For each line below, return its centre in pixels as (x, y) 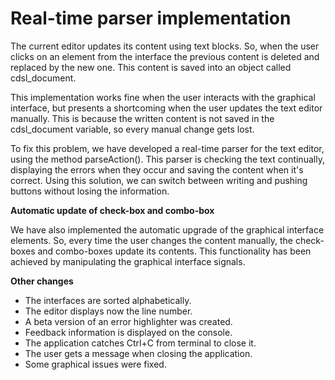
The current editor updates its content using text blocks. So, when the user (165, 46)
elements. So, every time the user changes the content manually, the (151, 240)
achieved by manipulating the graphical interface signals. (128, 261)
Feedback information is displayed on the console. (128, 332)
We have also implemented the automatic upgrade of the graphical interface (167, 229)
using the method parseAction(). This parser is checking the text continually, (167, 159)
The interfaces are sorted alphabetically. (108, 300)
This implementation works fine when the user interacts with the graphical (163, 97)
